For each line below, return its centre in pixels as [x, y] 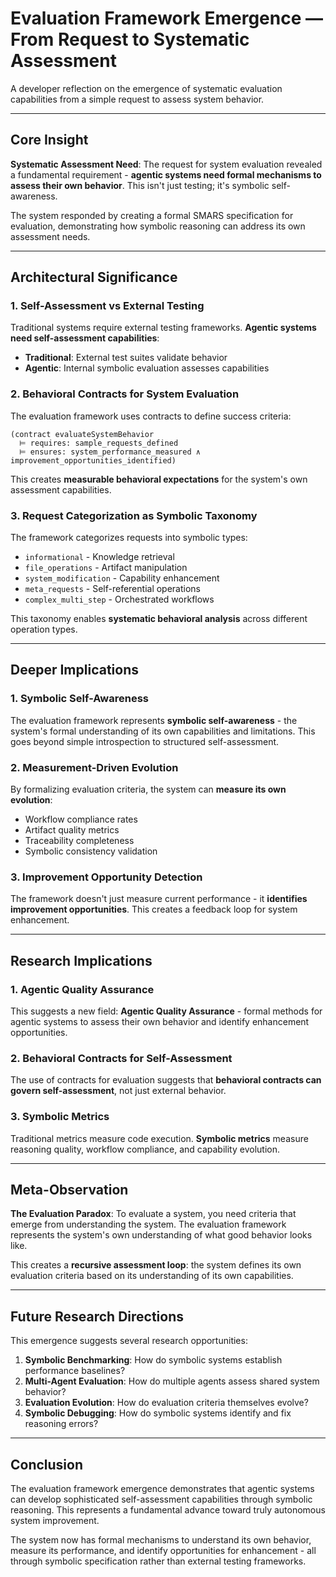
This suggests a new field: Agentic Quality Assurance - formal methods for [166, 1011]
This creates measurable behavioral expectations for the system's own [159, 479]
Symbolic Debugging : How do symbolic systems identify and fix [158, 1413]
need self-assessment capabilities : [85, 338]
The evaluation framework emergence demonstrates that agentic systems [162, 1489]
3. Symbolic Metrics [60, 1117]
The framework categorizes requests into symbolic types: [129, 538]
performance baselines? [75, 1371]
